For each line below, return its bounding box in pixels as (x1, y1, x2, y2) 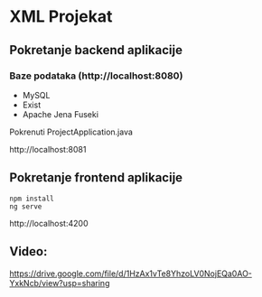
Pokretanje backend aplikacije (9, 42, 183, 58)
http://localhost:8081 (9, 144, 87, 154)
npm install (9, 194, 54, 203)
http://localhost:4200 (9, 218, 89, 228)
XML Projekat (9, 6, 113, 27)
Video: (9, 244, 48, 259)
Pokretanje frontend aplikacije (9, 170, 183, 186)
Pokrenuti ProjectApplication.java (9, 126, 134, 137)
